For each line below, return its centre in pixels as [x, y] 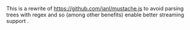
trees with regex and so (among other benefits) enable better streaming [95, 15]
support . [17, 21]
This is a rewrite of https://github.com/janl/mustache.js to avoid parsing [95, 9]
